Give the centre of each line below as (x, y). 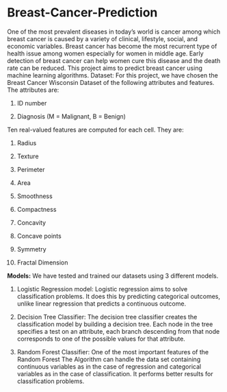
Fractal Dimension (42, 262)
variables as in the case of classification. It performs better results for (115, 373)
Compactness (37, 209)
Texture (28, 156)
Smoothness (35, 196)
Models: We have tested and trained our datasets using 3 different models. (113, 275)
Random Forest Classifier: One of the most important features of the (113, 352)
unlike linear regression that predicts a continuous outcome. (102, 304)
